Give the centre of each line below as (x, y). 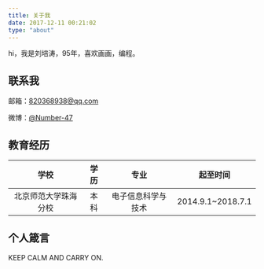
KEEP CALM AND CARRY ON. (56, 257)
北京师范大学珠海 (45, 196)
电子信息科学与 (139, 196)
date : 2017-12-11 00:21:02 (52, 23)
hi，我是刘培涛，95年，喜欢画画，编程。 (74, 53)
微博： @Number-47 (40, 118)
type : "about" (31, 30)
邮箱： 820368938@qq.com (53, 101)
